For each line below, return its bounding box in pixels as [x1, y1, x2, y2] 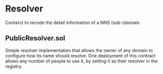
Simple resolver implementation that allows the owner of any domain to [5, 47, 153, 53]
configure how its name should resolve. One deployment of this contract [5, 52, 156, 58]
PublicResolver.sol [5, 34, 66, 42]
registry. [5, 63, 23, 69]
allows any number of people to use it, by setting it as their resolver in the [5, 58, 158, 64]
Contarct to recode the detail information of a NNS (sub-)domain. [5, 19, 141, 25]
